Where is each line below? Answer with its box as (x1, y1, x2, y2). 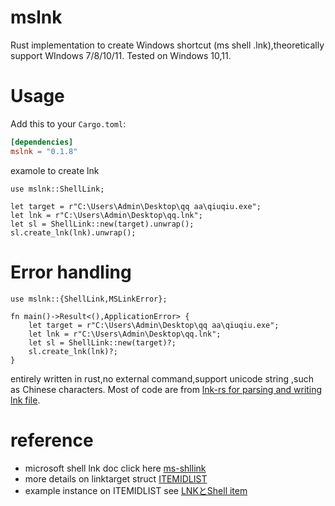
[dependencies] (10, 137, 74, 147)
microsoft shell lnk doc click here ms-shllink (24, 462, 207, 474)
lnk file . (10, 394, 41, 406)
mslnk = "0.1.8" (10, 146, 78, 156)
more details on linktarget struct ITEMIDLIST (24, 472, 208, 485)
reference (10, 429, 94, 451)
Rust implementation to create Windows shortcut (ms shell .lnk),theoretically (10, 39, 325, 51)
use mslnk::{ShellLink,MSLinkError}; (10, 294, 168, 304)
